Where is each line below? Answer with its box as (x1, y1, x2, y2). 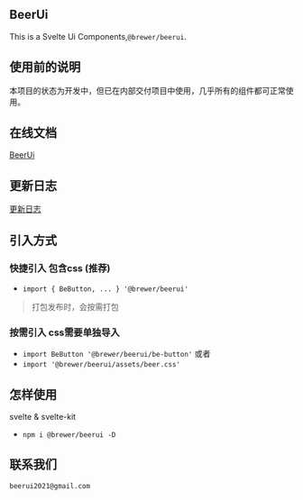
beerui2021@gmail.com (9, 481, 91, 490)
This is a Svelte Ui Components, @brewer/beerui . (9, 31, 187, 41)
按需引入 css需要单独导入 (9, 326, 120, 339)
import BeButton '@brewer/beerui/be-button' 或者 (22, 349, 211, 359)
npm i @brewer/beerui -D (22, 431, 116, 440)
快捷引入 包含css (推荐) (9, 261, 111, 274)
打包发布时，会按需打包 (31, 301, 119, 312)
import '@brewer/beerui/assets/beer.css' (22, 360, 180, 369)
